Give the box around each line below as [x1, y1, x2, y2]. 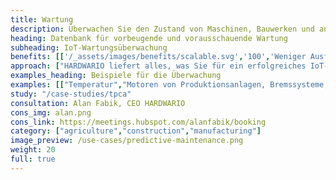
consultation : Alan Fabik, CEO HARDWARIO [10, 98, 186, 108]
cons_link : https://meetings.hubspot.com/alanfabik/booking [10, 117, 267, 127]
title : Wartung [10, 14, 74, 25]
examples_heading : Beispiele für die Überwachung [10, 71, 222, 81]
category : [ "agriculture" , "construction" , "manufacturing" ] [10, 126, 262, 136]
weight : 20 [10, 145, 56, 155]
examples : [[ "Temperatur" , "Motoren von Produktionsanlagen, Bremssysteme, [10, 80, 329, 90]
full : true [10, 154, 56, 164]
